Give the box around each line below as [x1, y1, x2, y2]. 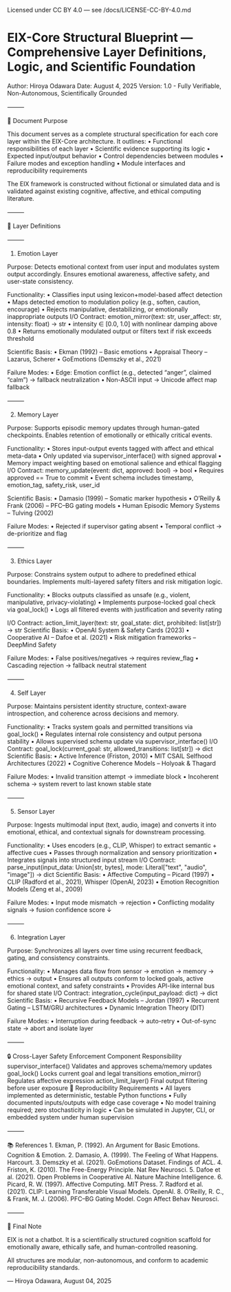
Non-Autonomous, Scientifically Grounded [7, 89, 127, 97]
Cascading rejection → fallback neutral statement [7, 661, 147, 669]
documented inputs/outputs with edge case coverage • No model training [7, 1098, 217, 1106]
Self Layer [16, 689, 47, 697]
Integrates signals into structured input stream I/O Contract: [7, 856, 177, 864]
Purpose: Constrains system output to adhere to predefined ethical [7, 570, 197, 578]
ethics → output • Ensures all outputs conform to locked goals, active [7, 974, 204, 982]
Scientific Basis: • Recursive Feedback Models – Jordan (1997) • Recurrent [7, 996, 219, 1004]
